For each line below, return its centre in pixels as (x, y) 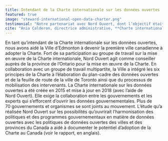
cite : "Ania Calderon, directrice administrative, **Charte (69, 28)
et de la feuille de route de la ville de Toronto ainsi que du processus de (79, 80)
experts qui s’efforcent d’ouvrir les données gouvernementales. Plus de (79, 101)
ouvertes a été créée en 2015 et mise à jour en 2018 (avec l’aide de (74, 90)
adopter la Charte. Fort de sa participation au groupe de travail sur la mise (81, 53)
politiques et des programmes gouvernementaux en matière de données (80, 117)
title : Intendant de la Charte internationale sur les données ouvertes (82, 10)
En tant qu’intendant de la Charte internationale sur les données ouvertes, (81, 42)
